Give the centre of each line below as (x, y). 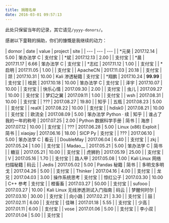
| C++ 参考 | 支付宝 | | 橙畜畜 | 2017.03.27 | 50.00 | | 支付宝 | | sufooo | (78, 183)
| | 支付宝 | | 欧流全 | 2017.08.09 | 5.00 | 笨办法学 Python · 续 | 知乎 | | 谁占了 (84, 114)
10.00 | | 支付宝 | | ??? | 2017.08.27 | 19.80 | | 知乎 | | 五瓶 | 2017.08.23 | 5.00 (84, 101)
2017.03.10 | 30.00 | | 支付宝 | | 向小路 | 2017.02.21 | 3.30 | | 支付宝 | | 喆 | (80, 196)
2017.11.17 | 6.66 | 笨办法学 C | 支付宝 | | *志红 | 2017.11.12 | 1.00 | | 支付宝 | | (82, 64)
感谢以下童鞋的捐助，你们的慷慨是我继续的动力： (56, 40)
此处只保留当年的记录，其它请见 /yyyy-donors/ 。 (55, 30)
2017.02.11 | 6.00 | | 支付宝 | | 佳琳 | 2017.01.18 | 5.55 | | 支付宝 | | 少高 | (77, 202)
